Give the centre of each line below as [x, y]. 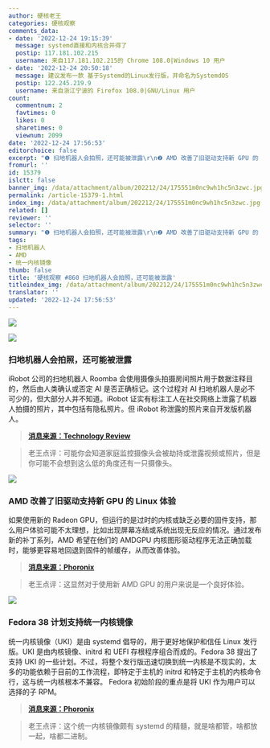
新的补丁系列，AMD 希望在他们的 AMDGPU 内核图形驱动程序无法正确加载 [130, 540]
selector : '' [30, 225]
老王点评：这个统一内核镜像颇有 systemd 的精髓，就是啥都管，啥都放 [143, 725]
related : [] [28, 210]
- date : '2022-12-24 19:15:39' [61, 38]
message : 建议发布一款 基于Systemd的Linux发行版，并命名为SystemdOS [122, 76]
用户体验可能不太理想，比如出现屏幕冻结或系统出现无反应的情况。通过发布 [138, 530]
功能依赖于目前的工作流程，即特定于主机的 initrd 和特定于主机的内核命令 [142, 672]
